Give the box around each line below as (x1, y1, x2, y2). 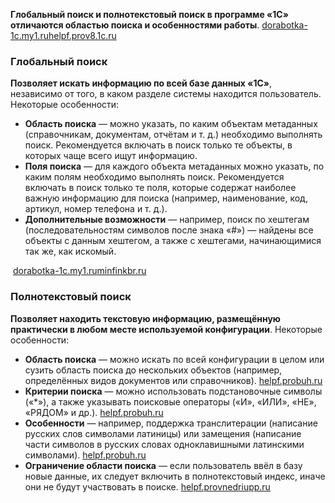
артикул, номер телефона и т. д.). (24, 203, 168, 215)
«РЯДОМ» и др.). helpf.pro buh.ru (24, 406, 164, 418)
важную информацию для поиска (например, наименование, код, (24, 192, 308, 204)
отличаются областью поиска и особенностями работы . (10, 19, 260, 31)
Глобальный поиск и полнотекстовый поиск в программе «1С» (10, 9, 289, 20)
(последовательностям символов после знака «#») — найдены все (24, 224, 314, 236)
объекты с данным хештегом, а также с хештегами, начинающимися (24, 235, 322, 247)
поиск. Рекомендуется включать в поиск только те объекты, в (24, 139, 293, 151)
